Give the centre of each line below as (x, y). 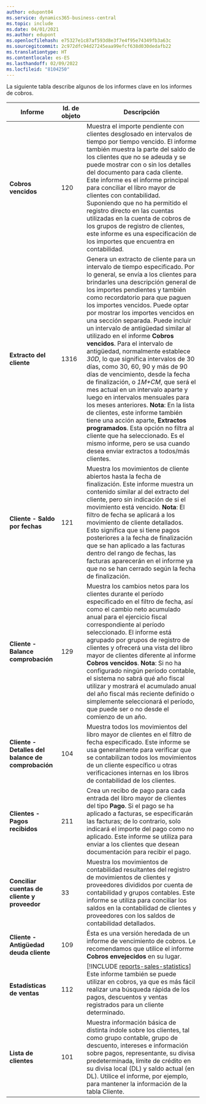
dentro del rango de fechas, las (132, 554)
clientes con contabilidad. (124, 195)
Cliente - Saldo (32, 519)
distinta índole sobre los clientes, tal (138, 1030)
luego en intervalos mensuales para (138, 397)
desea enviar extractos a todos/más (138, 451)
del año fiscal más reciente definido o (141, 694)
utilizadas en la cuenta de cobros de (139, 219)
